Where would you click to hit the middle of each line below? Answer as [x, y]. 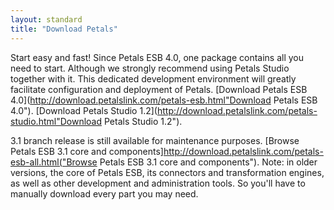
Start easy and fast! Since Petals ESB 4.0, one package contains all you [157, 57]
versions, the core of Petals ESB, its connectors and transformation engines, [167, 172]
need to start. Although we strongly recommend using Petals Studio [150, 68]
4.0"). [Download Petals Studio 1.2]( [84, 110]
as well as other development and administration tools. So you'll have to [158, 183]
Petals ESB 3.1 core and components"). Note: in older [208, 162]
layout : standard [46, 19]
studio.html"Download [56, 121]
